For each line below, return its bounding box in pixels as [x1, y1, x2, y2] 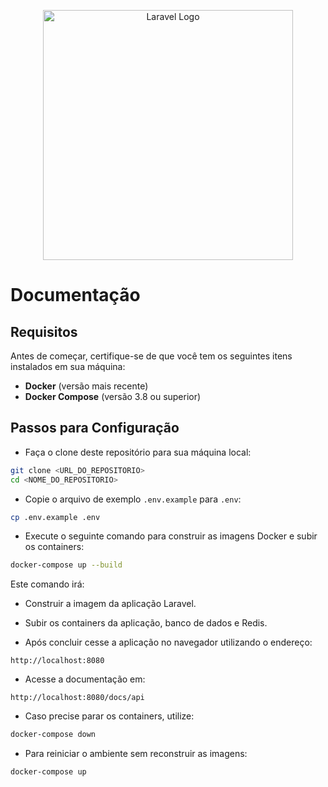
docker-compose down [10, 730, 97, 740]
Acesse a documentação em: [24, 673, 146, 685]
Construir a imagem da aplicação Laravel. [24, 598, 197, 610]
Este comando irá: [10, 578, 85, 590]
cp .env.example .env [10, 512, 101, 522]
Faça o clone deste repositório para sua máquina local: [24, 446, 252, 458]
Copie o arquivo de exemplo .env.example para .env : [24, 493, 242, 505]
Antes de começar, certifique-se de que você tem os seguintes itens [10, 350, 293, 362]
